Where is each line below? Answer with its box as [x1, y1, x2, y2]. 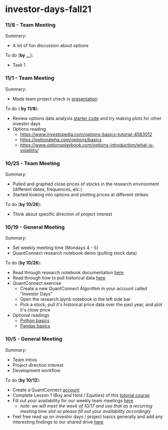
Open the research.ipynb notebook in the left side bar [20, 296, 131, 302]
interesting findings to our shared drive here [12, 418, 104, 425]
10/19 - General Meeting [5, 224, 65, 231]
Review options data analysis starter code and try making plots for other [12, 115, 162, 121]
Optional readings [12, 312, 50, 318]
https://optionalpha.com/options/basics [20, 137, 102, 143]
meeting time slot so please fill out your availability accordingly [20, 408, 151, 414]
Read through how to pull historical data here [12, 275, 106, 281]
